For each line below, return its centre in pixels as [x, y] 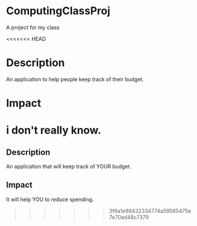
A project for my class [33, 27]
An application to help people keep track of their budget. [75, 79]
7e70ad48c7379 [129, 217]
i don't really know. [54, 130]
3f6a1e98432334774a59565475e [150, 211]
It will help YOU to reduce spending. [50, 199]
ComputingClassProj [58, 11]
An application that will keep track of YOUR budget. [69, 167]
